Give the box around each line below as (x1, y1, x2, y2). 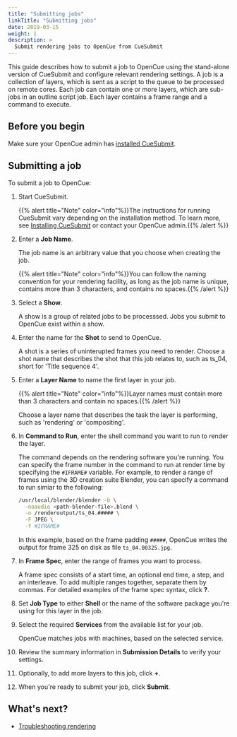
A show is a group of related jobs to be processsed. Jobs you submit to (18, 312, 226, 320)
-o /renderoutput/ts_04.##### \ (25, 509, 120, 517)
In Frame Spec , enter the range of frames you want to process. (18, 557, 202, 565)
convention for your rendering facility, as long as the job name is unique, (18, 277, 229, 285)
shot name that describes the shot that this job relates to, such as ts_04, (18, 354, 228, 362)
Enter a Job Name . (18, 235, 73, 243)
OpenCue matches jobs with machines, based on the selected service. (18, 634, 224, 642)
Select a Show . (18, 298, 63, 307)
